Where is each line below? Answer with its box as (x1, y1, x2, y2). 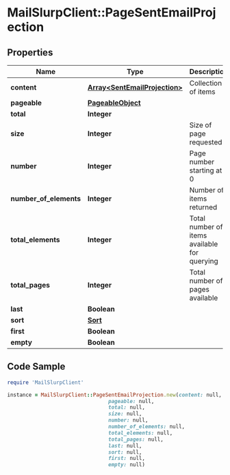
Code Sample (7, 361, 66, 372)
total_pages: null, (108, 436, 164, 443)
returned (189, 203, 218, 211)
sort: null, (108, 448, 142, 456)
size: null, (108, 411, 142, 418)
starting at (189, 166, 222, 175)
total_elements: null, (108, 429, 173, 436)
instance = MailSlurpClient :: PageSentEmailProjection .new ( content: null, (7, 391, 222, 398)
